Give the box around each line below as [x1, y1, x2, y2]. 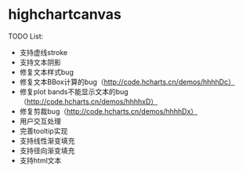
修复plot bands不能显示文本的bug [19, 86, 129, 96]
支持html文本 [19, 156, 62, 165]
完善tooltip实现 [19, 126, 68, 135]
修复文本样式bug [19, 67, 74, 76]
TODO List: [8, 31, 44, 41]
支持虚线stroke [19, 47, 68, 57]
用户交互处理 [19, 116, 61, 126]
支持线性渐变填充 [19, 136, 75, 145]
